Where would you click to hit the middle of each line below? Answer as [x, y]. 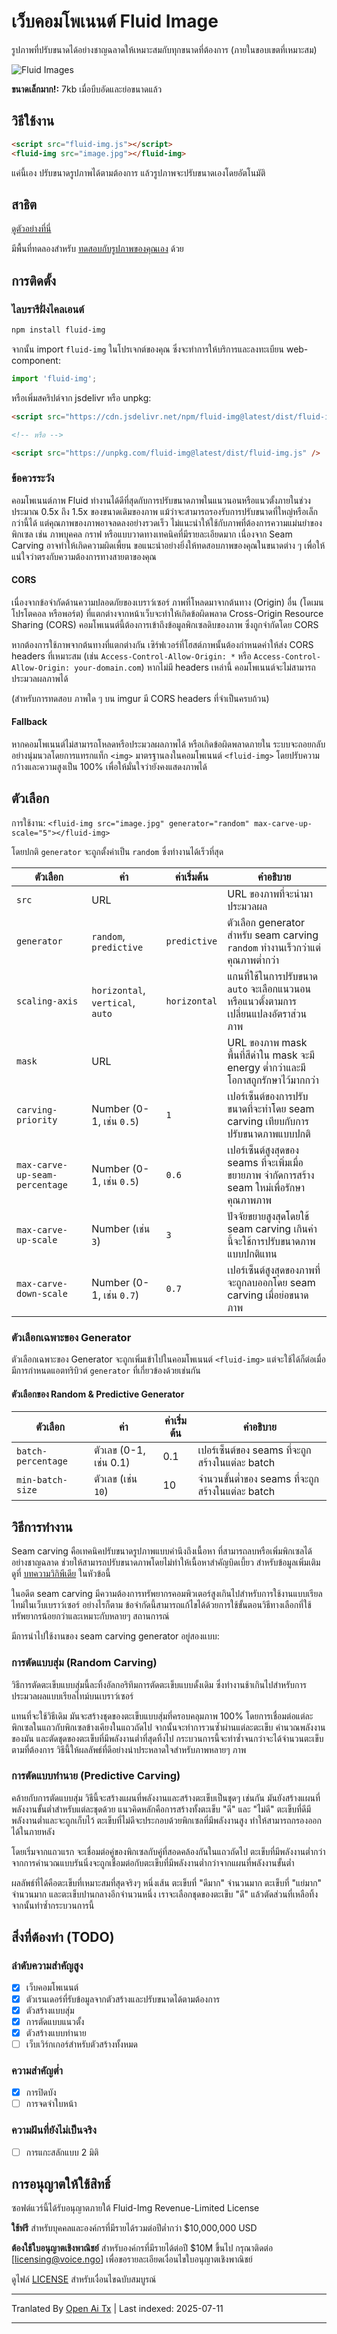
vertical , [113, 1002]
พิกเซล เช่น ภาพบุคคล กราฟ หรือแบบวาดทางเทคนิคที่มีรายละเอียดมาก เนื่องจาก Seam [152, 534]
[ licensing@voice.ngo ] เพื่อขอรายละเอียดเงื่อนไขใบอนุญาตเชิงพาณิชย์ [132, 2259]
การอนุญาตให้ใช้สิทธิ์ [61, 2184]
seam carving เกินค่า [272, 1228]
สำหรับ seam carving [273, 935]
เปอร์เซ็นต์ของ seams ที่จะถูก [254, 1450]
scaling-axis [47, 1001]
